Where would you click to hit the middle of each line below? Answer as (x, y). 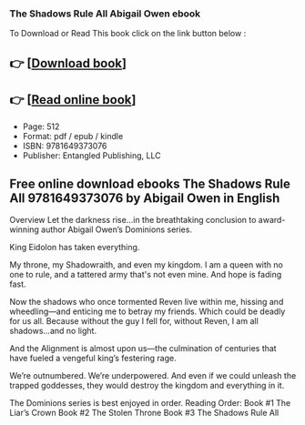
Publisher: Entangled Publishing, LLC (91, 155)
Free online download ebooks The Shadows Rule (150, 183)
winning (24, 229)
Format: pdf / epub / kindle (73, 136)
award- (272, 220)
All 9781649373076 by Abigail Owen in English (145, 198)
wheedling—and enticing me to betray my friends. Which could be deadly (147, 311)
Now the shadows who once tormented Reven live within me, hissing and (147, 302)
